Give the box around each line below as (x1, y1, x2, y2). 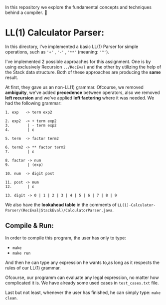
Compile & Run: (5, 221, 54, 230)
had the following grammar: (5, 100, 62, 106)
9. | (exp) (5, 162, 43, 167)
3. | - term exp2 (5, 122, 57, 128)
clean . (5, 294, 18, 300)
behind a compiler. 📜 (5, 9, 47, 15)
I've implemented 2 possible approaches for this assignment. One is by (5, 58, 151, 64)
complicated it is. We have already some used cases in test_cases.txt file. (5, 279, 159, 285)
